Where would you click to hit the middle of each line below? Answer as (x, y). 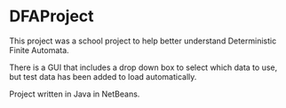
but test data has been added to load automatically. (103, 76)
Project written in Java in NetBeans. (75, 94)
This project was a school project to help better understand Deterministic (143, 41)
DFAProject (52, 16)
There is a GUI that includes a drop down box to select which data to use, (143, 67)
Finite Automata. (39, 50)
